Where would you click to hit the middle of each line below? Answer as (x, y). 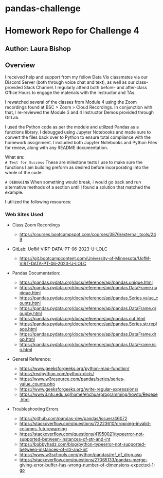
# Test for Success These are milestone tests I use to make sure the (74, 162)
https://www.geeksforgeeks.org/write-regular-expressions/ (79, 389)
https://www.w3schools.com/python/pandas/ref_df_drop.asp (81, 454)
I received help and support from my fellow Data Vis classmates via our (76, 77)
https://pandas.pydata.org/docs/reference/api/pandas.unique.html (86, 282)
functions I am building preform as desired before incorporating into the (77, 167)
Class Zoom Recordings (36, 225)
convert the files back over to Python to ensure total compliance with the (78, 137)
